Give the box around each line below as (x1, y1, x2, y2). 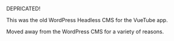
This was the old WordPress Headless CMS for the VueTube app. (6, 17, 168, 23)
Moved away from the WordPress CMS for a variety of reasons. (6, 28, 164, 35)
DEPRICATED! (6, 5, 41, 12)
